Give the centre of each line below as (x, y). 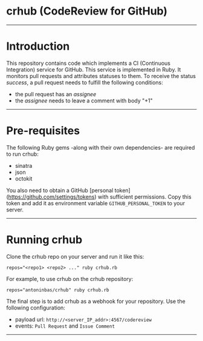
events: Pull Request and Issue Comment (65, 326)
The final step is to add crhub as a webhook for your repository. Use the (96, 301)
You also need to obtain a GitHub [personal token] (69, 190)
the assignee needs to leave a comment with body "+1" (84, 101)
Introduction (38, 46)
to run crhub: (23, 154)
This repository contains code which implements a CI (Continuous (89, 63)
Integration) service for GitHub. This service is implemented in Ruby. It (94, 69)
